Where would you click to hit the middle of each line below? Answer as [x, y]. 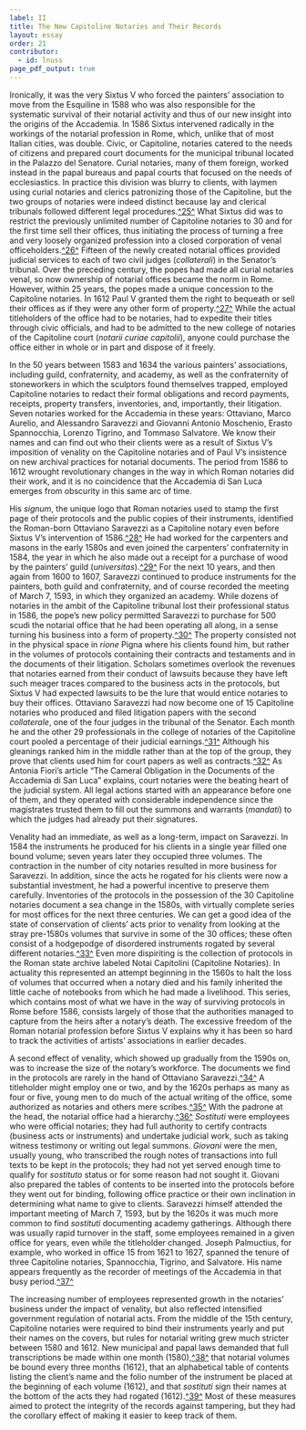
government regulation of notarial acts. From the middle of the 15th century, [151, 1318]
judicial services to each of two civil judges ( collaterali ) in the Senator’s [143, 259]
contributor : [34, 52]
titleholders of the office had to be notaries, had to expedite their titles [141, 318]
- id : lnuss [41, 60]
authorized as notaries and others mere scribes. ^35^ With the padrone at [147, 1107]
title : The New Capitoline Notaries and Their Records [116, 26]
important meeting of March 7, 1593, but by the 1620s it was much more [144, 1213]
